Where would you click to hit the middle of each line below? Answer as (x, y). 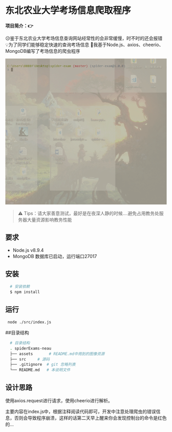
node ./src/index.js (29, 322)
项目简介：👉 (19, 26)
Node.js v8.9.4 (28, 250)
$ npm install (25, 292)
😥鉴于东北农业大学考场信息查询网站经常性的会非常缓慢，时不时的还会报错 (84, 38)
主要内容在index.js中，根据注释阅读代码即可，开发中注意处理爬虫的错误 (81, 411)
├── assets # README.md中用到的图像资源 (57, 354)
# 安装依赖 (20, 287)
